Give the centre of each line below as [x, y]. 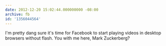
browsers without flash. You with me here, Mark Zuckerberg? [68, 38]
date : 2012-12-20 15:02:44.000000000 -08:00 [52, 10]
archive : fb [17, 14]
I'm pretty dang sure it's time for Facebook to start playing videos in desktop [83, 33]
